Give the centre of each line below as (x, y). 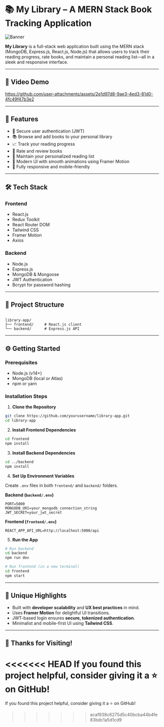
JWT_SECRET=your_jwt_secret (34, 512)
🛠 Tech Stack (26, 187)
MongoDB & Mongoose (36, 274)
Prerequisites (21, 362)
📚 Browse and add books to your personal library (62, 136)
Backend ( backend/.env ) (30, 495)
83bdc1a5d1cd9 (106, 720)
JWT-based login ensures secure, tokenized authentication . (73, 618)
